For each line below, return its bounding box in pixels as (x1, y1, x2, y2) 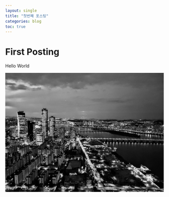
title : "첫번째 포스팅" (5, 13, 49, 19)
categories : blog (5, 19, 42, 24)
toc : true (5, 24, 26, 29)
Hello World (5, 63, 30, 69)
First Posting (5, 46, 59, 58)
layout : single (5, 8, 37, 13)
